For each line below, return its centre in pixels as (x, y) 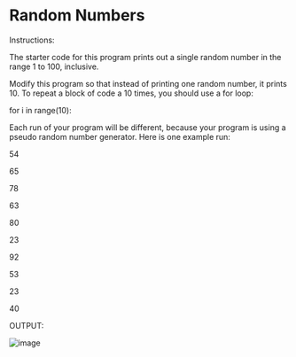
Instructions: (32, 40)
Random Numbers (77, 16)
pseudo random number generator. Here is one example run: (120, 136)
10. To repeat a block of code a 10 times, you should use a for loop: (132, 93)
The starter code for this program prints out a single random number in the (145, 57)
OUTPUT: (27, 325)
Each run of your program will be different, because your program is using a (148, 127)
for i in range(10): (41, 110)
